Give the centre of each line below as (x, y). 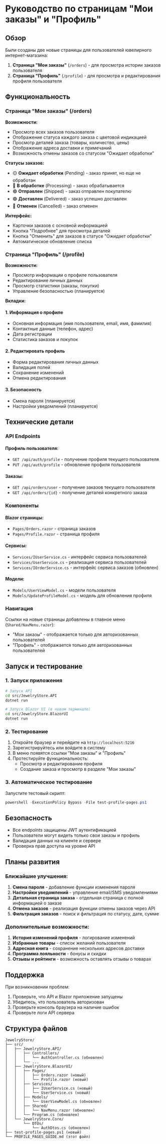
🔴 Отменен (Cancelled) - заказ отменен (55, 206)
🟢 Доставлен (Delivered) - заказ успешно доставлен (69, 198)
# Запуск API (19, 691)
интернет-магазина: (27, 55)
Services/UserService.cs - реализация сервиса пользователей (79, 562)
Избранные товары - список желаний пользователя (69, 943)
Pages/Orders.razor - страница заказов (54, 529)
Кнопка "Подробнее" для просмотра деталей (61, 231)
